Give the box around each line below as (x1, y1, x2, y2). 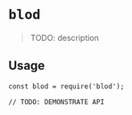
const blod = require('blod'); (8, 82, 125, 91)
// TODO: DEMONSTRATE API (8, 97, 104, 106)
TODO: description (29, 32, 100, 43)
